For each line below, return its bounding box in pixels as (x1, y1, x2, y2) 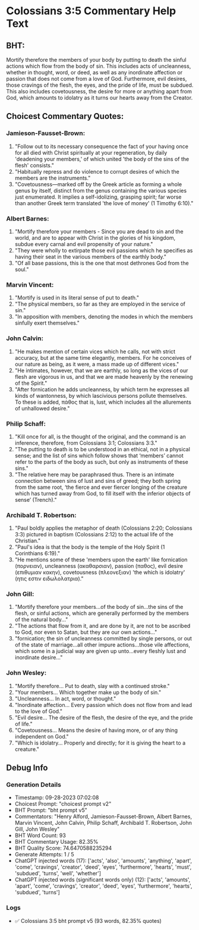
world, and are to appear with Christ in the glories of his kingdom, (14, 234, 176, 241)
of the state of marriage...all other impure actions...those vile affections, (14, 641, 191, 649)
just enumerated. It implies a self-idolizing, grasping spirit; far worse (14, 193, 182, 200)
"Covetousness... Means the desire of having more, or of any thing (14, 727, 178, 734)
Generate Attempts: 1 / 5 (14, 851, 74, 858)
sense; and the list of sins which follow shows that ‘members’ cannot (14, 452, 184, 459)
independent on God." (14, 733, 70, 740)
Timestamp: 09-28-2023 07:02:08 (14, 794, 99, 801)
